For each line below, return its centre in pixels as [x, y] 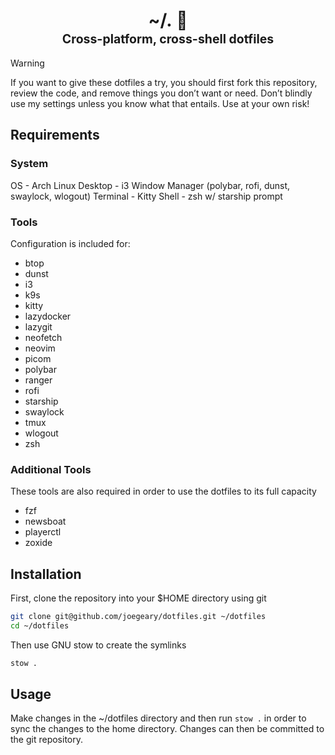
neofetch [43, 337]
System [29, 164]
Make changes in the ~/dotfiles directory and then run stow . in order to [158, 718]
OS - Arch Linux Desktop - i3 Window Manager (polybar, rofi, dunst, [150, 185]
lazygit [38, 326]
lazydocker [48, 316]
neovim [40, 348]
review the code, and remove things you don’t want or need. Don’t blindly [161, 93]
